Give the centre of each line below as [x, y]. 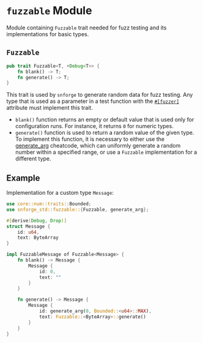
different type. [33, 159]
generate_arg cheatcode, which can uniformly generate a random [98, 146]
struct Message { [28, 226]
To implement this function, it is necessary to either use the [90, 139]
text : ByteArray [38, 238]
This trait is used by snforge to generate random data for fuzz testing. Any [100, 95]
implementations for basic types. [48, 34]
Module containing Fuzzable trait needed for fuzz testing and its [87, 28]
